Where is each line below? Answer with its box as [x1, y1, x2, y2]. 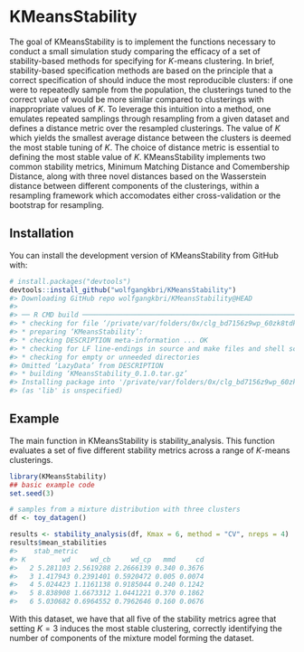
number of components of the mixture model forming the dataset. [9, 633, 255, 644]
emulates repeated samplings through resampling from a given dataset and [9, 113, 290, 124]
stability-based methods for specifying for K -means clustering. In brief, [9, 55, 275, 66]
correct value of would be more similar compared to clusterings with [9, 93, 264, 105]
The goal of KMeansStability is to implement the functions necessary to [9, 36, 276, 47]
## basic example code [9, 480, 95, 489]
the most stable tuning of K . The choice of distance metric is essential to [9, 142, 280, 153]
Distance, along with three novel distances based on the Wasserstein [9, 170, 267, 182]
